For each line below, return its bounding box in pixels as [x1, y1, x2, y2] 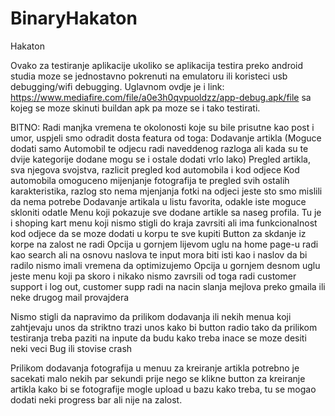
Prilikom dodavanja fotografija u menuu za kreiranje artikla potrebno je [10, 362, 300, 374]
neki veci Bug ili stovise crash [10, 342, 133, 354]
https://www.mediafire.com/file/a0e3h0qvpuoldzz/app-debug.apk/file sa [10, 91, 312, 103]
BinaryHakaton [10, 7, 138, 30]
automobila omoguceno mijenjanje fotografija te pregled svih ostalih [10, 174, 290, 186]
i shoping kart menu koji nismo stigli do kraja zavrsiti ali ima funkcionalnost [10, 217, 318, 229]
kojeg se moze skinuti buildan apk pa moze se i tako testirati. [10, 102, 261, 114]
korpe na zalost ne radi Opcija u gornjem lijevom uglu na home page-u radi [10, 238, 319, 250]
